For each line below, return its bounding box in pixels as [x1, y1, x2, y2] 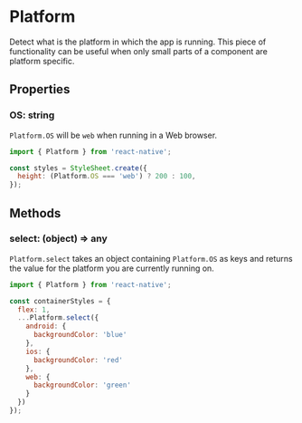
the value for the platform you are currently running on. [9, 263, 214, 274]
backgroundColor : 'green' [33, 380, 131, 390]
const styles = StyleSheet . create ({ [9, 163, 147, 173]
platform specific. [9, 55, 75, 66]
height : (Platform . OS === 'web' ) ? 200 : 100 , [17, 172, 196, 181]
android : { [25, 322, 67, 332]
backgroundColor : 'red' [33, 355, 124, 364]
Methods [9, 206, 61, 221]
